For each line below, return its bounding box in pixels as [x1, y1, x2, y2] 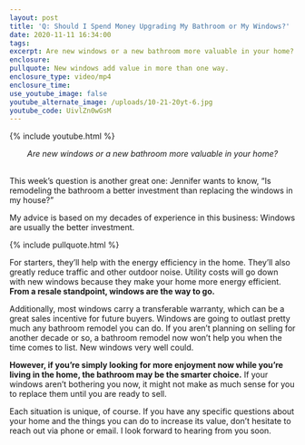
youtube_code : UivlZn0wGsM [9, 106, 112, 115]
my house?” [9, 195, 54, 206]
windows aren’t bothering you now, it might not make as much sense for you [9, 379, 295, 390]
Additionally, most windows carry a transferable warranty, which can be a [9, 304, 285, 314]
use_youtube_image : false [9, 89, 107, 98]
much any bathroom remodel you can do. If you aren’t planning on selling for [9, 323, 296, 334]
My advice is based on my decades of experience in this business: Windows [9, 212, 296, 223]
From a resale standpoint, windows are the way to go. [9, 286, 215, 297]
